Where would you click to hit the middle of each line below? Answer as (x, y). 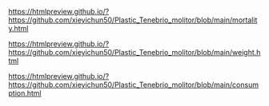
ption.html (25, 93)
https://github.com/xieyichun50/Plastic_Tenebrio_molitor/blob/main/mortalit (133, 20)
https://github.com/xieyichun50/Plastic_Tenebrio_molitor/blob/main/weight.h (134, 52)
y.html (18, 28)
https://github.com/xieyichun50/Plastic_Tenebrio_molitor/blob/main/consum (133, 84)
